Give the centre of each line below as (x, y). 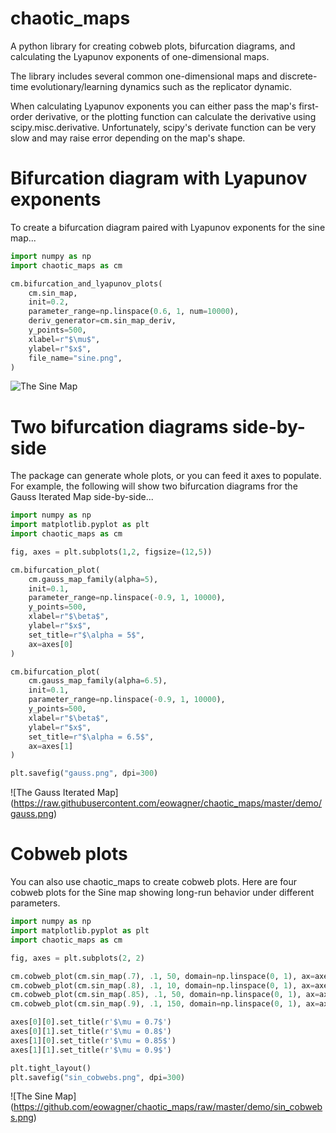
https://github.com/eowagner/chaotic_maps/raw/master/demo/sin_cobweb (168, 1107)
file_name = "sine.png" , (75, 358)
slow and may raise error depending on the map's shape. (128, 138)
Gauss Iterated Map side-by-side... (82, 497)
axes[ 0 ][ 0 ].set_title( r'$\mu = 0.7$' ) (91, 1022)
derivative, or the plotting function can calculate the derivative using (175, 116)
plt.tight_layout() (51, 1068)
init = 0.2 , (49, 302)
